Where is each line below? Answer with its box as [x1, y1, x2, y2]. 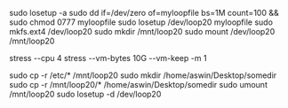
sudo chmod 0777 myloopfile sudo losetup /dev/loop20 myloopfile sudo [9, 17, 274, 27]
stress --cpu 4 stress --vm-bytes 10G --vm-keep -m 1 [9, 53, 207, 63]
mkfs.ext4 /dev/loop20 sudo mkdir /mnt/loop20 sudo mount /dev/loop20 [9, 27, 276, 36]
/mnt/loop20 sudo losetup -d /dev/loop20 [9, 89, 162, 99]
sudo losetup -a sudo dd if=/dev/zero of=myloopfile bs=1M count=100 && [9, 8, 279, 18]
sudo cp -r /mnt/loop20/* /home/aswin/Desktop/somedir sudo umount [9, 80, 268, 89]
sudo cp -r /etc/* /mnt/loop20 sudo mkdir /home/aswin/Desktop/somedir [9, 70, 277, 81]
